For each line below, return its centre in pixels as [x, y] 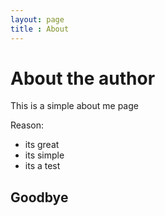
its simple [44, 155]
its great [42, 145]
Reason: [27, 125]
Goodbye [39, 197]
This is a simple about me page [74, 106]
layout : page [37, 19]
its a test [42, 166]
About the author [83, 78]
